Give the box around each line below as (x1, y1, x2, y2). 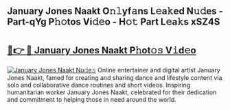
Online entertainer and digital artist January (97, 66, 221, 74)
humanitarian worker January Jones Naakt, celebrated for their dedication (7, 88, 217, 96)
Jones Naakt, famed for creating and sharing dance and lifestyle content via (7, 74, 222, 81)
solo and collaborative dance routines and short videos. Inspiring (7, 81, 191, 89)
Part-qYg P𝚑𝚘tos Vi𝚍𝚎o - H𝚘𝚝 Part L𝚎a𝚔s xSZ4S (7, 16, 220, 28)
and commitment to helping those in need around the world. (7, 96, 176, 103)
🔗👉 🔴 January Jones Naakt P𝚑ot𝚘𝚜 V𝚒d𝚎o (7, 44, 197, 56)
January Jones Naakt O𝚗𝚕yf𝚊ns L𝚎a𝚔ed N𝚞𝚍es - (7, 5, 223, 17)
